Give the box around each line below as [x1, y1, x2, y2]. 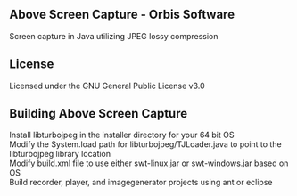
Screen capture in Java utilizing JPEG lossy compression [9, 30, 219, 41]
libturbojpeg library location [9, 149, 111, 159]
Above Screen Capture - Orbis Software [9, 7, 235, 22]
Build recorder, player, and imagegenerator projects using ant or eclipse [9, 177, 273, 188]
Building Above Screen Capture [9, 106, 188, 121]
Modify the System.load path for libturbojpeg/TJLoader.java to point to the [9, 139, 283, 150]
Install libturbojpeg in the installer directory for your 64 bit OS [9, 129, 235, 141]
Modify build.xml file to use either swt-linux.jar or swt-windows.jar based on [9, 158, 289, 168]
